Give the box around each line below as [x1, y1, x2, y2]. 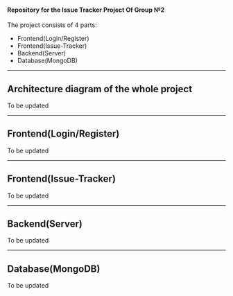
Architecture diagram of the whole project [7, 83, 193, 95]
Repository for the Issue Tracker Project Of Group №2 [7, 6, 165, 14]
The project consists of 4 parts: [7, 21, 97, 29]
